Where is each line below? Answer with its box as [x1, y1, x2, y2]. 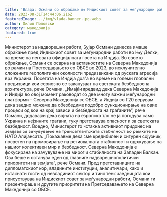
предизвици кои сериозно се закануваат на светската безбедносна [5, 81, 150, 87]
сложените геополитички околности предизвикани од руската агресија [5, 70, 158, 76]
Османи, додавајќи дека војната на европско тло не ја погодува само [5, 113, 154, 118]
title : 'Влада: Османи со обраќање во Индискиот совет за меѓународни [5, 7, 155, 12]
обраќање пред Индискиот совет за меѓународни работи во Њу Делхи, [5, 49, 159, 55]
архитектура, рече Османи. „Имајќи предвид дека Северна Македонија [5, 86, 158, 92]
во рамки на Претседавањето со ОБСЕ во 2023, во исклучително [5, 65, 145, 71]
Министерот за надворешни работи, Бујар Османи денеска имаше [5, 44, 148, 50]
